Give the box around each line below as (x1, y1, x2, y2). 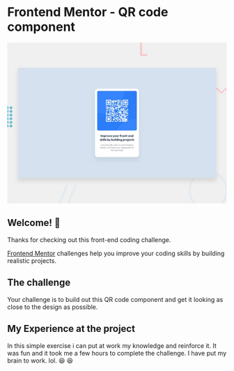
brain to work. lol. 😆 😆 (7, 356, 74, 365)
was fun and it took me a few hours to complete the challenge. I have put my (7, 349, 227, 357)
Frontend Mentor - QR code (7, 4, 169, 20)
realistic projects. (7, 256, 57, 265)
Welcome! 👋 (7, 217, 61, 229)
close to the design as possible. (7, 303, 98, 311)
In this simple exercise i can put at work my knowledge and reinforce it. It (7, 341, 217, 349)
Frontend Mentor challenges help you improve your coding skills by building (7, 249, 225, 257)
